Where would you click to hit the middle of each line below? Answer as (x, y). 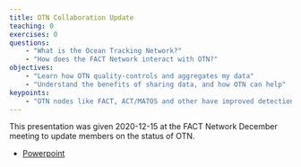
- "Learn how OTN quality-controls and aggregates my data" (140, 76)
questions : (30, 43)
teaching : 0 (31, 26)
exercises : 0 (34, 34)
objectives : (31, 68)
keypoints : (30, 92)
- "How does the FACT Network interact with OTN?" (122, 59)
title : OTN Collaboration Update (72, 18)
